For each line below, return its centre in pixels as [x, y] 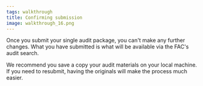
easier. [15, 78]
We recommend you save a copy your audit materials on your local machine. [102, 65]
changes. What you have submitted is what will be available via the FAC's [98, 47]
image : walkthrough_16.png [40, 23]
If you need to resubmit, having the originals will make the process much [97, 71]
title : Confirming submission [45, 18]
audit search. [23, 53]
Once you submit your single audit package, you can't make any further [96, 41]
